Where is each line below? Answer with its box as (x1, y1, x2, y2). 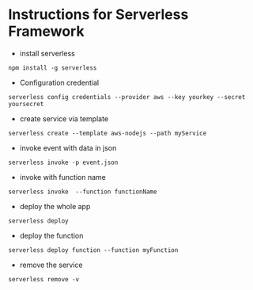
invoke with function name (19, 172, 107, 181)
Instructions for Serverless (8, 6, 189, 24)
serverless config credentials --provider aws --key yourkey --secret (8, 93, 246, 101)
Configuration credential (19, 78, 100, 87)
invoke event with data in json (19, 143, 117, 152)
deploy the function (19, 231, 84, 240)
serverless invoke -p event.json (8, 158, 119, 166)
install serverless (19, 48, 75, 58)
